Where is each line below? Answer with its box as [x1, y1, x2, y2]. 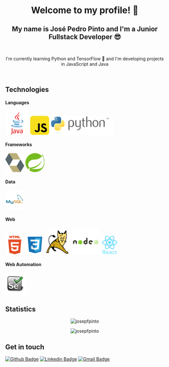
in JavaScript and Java [61, 61, 108, 67]
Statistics [5, 305, 36, 313]
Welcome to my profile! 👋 [31, 5, 139, 16]
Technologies [5, 85, 49, 94]
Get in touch [5, 343, 44, 351]
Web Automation [5, 261, 42, 267]
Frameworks [5, 141, 32, 148]
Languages [5, 99, 29, 106]
